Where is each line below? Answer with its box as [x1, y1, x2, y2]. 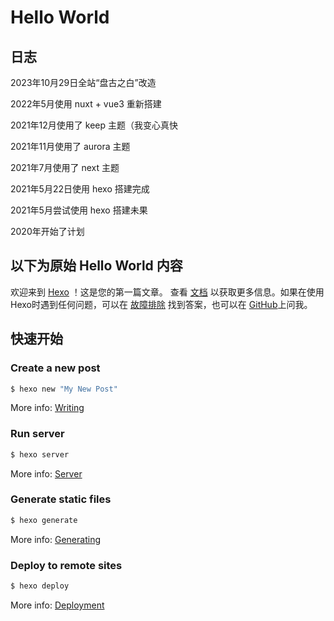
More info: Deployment [10, 599, 105, 611]
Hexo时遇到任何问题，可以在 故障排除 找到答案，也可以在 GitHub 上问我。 [10, 298, 313, 310]
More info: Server [10, 467, 83, 480]
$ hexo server [10, 449, 70, 460]
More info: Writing [10, 402, 85, 414]
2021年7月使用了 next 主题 [10, 162, 120, 173]
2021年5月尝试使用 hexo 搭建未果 [10, 204, 148, 216]
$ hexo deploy [10, 581, 70, 591]
